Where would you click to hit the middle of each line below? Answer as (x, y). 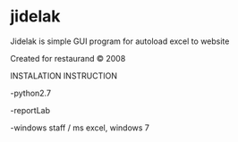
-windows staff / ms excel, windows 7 (80, 128)
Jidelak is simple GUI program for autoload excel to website (120, 41)
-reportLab (30, 110)
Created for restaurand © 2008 (68, 58)
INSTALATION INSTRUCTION (64, 75)
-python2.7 (31, 93)
